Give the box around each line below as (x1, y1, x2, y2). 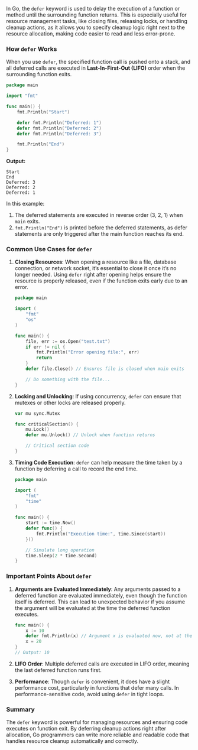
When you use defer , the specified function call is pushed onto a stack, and (6, 59, 191, 66)
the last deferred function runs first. (14, 666, 102, 673)
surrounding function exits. (6, 71, 72, 78)
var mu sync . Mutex (14, 410, 60, 416)
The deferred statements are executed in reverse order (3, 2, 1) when (14, 212, 183, 219)
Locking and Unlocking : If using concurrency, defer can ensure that (14, 392, 181, 400)
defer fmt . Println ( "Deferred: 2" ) (17, 125, 102, 131)
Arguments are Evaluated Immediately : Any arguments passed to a (14, 585, 181, 593)
